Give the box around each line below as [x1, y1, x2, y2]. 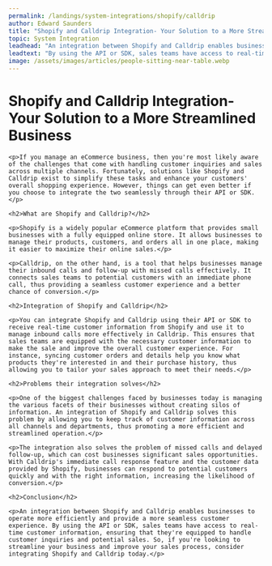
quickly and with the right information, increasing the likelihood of [8, 471, 255, 480]
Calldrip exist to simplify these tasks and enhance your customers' [8, 174, 249, 182]
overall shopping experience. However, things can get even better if [8, 181, 252, 189]
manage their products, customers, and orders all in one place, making [8, 238, 259, 246]
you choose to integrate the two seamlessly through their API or [8, 188, 237, 197]
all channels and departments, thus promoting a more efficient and [8, 422, 244, 430]
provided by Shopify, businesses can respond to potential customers [8, 465, 249, 473]
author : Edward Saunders [8, 19, 92, 28]
